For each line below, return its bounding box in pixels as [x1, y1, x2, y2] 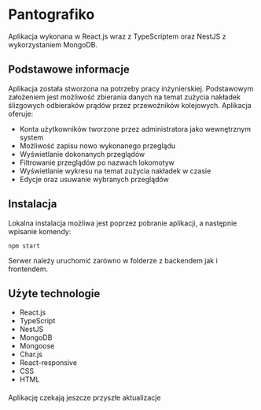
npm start [8, 242, 41, 250]
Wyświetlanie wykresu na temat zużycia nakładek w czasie [19, 166, 211, 175]
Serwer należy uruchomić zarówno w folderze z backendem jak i [8, 255, 218, 265]
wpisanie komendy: [8, 226, 72, 236]
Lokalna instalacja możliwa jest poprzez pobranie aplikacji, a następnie [8, 218, 237, 228]
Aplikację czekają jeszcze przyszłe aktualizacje [8, 393, 161, 402]
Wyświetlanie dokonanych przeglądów [19, 149, 145, 158]
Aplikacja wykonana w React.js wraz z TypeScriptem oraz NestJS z [8, 32, 226, 41]
